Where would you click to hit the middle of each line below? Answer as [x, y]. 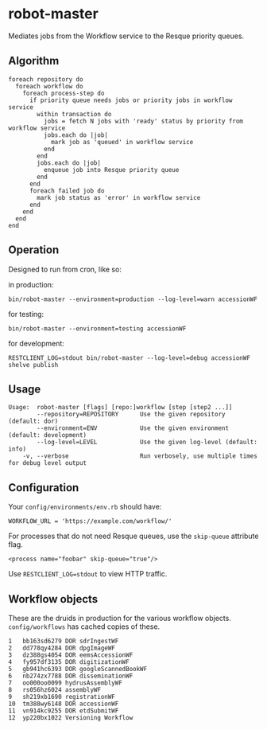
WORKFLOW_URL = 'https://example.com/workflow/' [90, 521]
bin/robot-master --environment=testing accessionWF [97, 328]
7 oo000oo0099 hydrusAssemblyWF [66, 683]
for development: [37, 343]
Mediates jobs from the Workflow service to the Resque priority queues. [126, 36]
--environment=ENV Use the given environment [133, 428]
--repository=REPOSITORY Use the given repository [131, 415]
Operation [34, 250]
